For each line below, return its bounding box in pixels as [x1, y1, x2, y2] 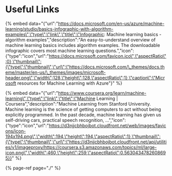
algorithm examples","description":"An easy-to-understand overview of [5, 37, 156, 43]
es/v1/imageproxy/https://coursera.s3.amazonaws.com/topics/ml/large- [5, 144, 157, 150]
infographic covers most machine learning [5, 47, 95, 54]
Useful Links [5, 4, 60, 15]
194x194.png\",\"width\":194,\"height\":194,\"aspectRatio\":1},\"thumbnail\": [5, 133, 161, 139]
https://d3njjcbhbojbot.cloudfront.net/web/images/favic [48, 122, 166, 129]
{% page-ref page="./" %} [5, 165, 61, 171]
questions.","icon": [95, 47, 135, 54]
